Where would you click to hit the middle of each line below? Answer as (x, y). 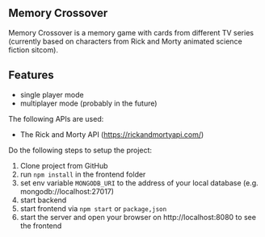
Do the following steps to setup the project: (80, 150)
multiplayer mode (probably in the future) (88, 103)
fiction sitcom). (34, 50)
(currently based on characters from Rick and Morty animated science (125, 41)
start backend (43, 200)
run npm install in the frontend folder (83, 174)
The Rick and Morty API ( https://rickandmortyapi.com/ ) (112, 134)
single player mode (52, 94)
